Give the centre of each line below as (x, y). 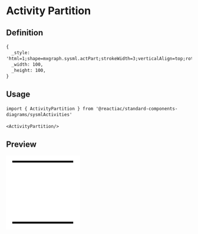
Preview (22, 145)
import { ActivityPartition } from (50, 108)
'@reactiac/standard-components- (137, 108)
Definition (24, 33)
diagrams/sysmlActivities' (39, 114)
